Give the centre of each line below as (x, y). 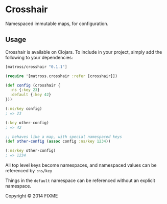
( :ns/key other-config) (31, 151)
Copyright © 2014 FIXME (32, 196)
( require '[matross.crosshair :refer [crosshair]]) (61, 76)
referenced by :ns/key (29, 171)
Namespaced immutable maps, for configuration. (57, 24)
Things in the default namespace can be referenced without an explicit (80, 180)
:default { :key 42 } (31, 95)
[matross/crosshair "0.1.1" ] (36, 67)
